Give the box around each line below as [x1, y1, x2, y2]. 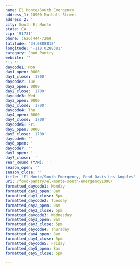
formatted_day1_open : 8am [5, 189, 60, 194]
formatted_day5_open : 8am [5, 245, 60, 251]
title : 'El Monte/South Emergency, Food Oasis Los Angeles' [5, 174, 136, 179]
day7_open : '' [5, 151, 36, 156]
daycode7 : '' [5, 146, 33, 151]
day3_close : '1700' [5, 103, 47, 108]
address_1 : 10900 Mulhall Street [5, 12, 77, 17]
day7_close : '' [5, 155, 38, 160]
